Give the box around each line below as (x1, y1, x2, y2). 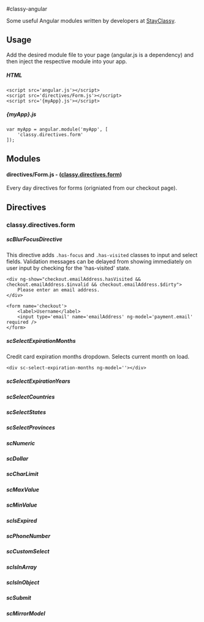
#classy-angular (6, 6, 48, 12)
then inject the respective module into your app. (6, 58, 127, 65)
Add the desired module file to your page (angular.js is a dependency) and (6, 51, 194, 58)
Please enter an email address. (17, 286, 100, 293)
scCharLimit (6, 470, 39, 478)
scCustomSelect (6, 548, 50, 555)
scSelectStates (6, 408, 46, 416)
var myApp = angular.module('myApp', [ (6, 126, 108, 132)
